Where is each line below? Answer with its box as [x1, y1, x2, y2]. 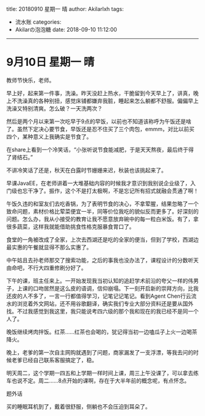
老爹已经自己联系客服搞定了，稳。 [11, 356, 98, 364]
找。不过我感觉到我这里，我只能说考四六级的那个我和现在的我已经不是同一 [6, 307, 193, 315]
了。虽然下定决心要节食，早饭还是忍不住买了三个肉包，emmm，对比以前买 [6, 125, 195, 132]
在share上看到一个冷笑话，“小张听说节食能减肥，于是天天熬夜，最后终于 [6, 146, 189, 153]
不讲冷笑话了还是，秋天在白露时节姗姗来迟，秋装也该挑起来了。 [6, 167, 167, 174]
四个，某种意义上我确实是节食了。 [6, 133, 92, 140]
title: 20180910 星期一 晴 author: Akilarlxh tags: [6, 5, 124, 12]
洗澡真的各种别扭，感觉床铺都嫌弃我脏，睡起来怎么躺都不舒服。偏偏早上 [16, 97, 199, 104]
